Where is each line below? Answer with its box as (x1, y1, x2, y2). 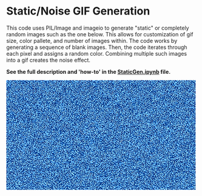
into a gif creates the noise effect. (6, 56, 91, 64)
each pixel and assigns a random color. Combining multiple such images (6, 50, 187, 57)
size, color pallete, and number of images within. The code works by (6, 37, 178, 44)
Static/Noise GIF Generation (6, 4, 150, 18)
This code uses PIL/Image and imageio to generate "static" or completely (6, 24, 189, 31)
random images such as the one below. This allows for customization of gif (6, 30, 194, 38)
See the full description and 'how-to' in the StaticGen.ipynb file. (6, 68, 171, 75)
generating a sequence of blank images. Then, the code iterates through (6, 44, 187, 51)
